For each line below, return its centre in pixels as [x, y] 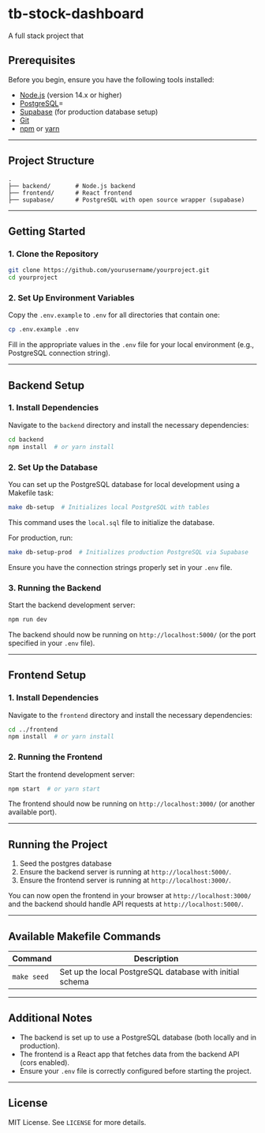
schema [74, 982]
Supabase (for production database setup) [89, 111]
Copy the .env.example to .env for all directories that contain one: [114, 315]
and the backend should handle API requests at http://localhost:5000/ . [126, 904]
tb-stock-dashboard [76, 14]
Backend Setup [47, 385]
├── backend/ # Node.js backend [72, 186]
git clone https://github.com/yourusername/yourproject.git [109, 270]
